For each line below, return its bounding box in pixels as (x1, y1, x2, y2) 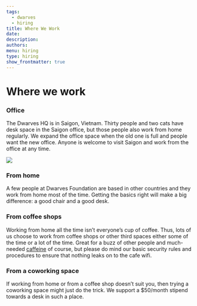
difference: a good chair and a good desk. (6, 198, 109, 205)
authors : (6, 43, 28, 49)
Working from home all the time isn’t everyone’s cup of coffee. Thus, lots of (6, 226, 192, 234)
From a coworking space (6, 266, 79, 275)
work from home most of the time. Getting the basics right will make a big (6, 191, 187, 198)
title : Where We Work (6, 25, 60, 32)
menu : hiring (6, 48, 39, 54)
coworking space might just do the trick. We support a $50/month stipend (6, 286, 188, 293)
